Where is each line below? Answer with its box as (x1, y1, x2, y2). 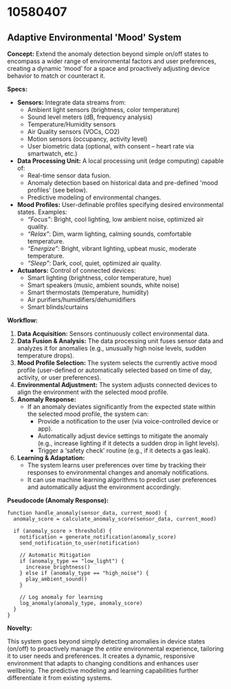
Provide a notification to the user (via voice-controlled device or (37, 417, 219, 425)
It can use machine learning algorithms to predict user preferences (27, 476, 217, 483)
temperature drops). (16, 351, 74, 360)
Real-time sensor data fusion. (27, 171, 111, 179)
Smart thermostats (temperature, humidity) (27, 288, 149, 296)
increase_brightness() (25, 564, 91, 571)
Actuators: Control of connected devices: (16, 266, 136, 274)
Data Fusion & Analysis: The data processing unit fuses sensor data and (16, 337, 223, 344)
